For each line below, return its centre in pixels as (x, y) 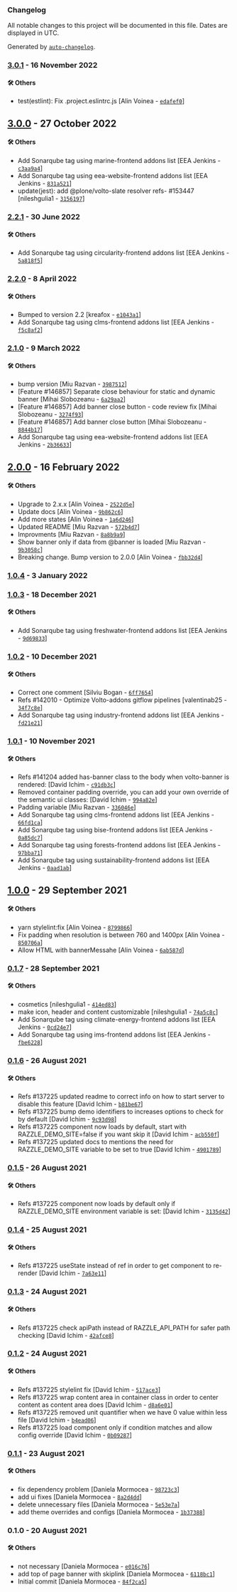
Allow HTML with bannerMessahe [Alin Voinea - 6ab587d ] (101, 950)
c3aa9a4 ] (30, 168)
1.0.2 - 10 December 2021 (52, 656)
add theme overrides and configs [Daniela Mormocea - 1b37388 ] (111, 1512)
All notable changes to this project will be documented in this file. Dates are (118, 26)
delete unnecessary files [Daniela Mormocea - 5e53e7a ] (99, 1504)
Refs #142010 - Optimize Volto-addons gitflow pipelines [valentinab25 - (122, 700)
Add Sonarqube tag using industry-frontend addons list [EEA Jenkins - (121, 715)
